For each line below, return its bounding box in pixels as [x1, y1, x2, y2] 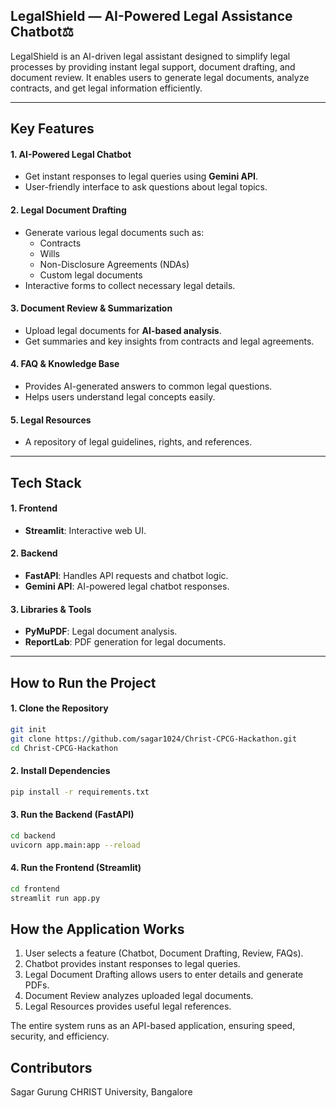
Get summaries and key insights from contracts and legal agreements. [24, 335, 315, 347]
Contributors [10, 1059, 93, 1076]
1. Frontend [10, 502, 58, 514]
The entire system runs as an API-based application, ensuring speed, [10, 1020, 296, 1032]
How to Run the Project [10, 674, 157, 691]
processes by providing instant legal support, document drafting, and [10, 60, 296, 73]
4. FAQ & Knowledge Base [10, 358, 120, 370]
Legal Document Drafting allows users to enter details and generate [24, 969, 304, 981]
